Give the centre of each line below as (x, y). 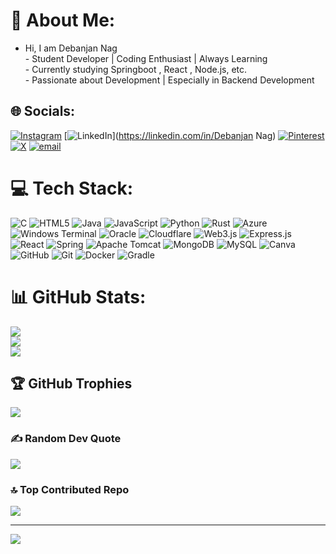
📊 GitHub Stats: (78, 296)
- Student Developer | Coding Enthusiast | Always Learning (146, 58)
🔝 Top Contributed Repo (70, 489)
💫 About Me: (63, 20)
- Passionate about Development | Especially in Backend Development (169, 80)
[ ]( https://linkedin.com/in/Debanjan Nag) (170, 135)
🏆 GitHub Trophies (71, 384)
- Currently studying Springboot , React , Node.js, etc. (136, 69)
